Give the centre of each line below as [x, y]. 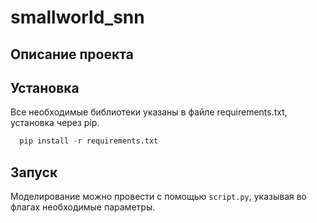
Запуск [34, 172]
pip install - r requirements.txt [89, 141]
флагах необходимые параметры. [83, 207]
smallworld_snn [77, 17]
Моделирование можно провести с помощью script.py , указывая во [159, 197]
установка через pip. [55, 123]
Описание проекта [72, 54]
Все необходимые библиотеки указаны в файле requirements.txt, [149, 112]
